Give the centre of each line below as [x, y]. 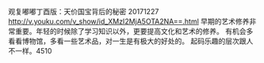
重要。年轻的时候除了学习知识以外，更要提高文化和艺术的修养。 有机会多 [134, 31]
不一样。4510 [30, 51]
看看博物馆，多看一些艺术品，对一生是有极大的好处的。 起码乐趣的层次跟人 [131, 41]
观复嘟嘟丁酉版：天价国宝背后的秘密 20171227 [84, 11]
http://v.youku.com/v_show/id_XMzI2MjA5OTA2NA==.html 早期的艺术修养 [129, 21]
